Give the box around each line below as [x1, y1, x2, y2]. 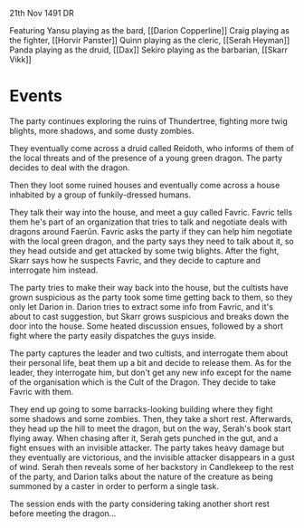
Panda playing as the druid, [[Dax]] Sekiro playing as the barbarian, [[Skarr [9, 44, 288, 55]
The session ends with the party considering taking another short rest [9, 498, 270, 509]
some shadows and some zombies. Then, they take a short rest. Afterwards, [9, 413, 294, 424]
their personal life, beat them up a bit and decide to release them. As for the [9, 357, 292, 368]
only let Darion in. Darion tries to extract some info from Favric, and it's [9, 301, 274, 312]
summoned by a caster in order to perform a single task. [9, 480, 220, 492]
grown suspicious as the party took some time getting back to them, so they [9, 292, 293, 302]
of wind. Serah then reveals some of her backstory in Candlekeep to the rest [9, 461, 294, 472]
